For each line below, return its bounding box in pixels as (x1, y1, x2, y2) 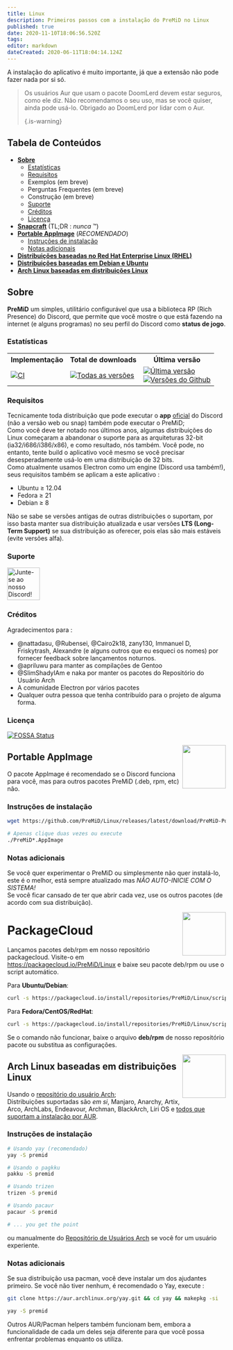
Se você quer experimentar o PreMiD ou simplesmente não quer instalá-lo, (7, 869, 221, 877)
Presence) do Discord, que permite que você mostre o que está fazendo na (7, 312, 223, 320)
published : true (7, 23, 54, 30)
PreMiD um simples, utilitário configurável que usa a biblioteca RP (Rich (7, 305, 212, 313)
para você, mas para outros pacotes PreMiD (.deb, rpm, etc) (7, 777, 180, 785)
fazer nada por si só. (7, 75, 66, 83)
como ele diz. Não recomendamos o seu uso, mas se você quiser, (24, 96, 213, 104)
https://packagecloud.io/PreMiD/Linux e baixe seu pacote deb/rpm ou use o (7, 960, 225, 969)
